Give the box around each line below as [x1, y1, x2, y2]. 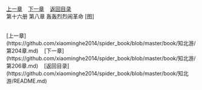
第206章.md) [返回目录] [6, 62, 70, 69]
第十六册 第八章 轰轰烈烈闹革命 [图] [6, 13, 95, 20]
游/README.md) [6, 77, 47, 85]
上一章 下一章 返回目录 [6, 5, 71, 12]
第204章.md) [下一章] [6, 47, 65, 54]
